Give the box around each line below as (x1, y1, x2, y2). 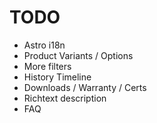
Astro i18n (23, 39, 66, 51)
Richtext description (23, 92, 107, 104)
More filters (23, 60, 72, 72)
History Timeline (23, 71, 92, 83)
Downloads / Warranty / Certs (23, 81, 147, 93)
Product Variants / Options (23, 49, 134, 61)
